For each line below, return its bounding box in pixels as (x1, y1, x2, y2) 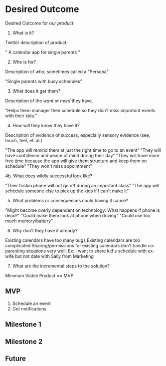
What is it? (12, 30, 34, 36)
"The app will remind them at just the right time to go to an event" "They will (5, 147, 161, 153)
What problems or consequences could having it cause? (12, 197, 129, 203)
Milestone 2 (5, 337, 43, 346)
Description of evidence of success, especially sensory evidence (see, (5, 132, 151, 138)
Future (5, 354, 26, 362)
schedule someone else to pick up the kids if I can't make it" (5, 188, 129, 194)
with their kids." (5, 113, 37, 119)
